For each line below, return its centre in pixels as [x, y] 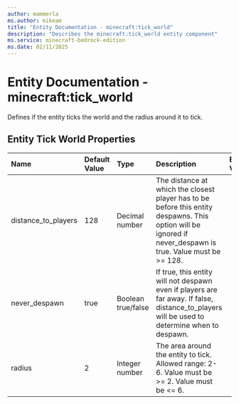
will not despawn [184, 280]
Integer [128, 363]
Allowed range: [181, 363]
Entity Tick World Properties [71, 139]
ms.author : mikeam [34, 21]
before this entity [185, 207]
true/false [133, 307]
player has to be [183, 198]
